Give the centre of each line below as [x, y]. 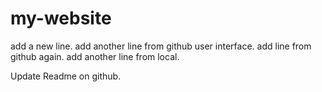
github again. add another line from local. [95, 56]
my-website [61, 18]
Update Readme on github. [66, 76]
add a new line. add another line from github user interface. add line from [161, 46]
